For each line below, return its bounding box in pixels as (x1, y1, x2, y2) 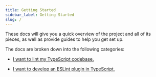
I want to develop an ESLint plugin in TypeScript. (12, 66, 115, 72)
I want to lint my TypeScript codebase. (12, 56, 94, 62)
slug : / (5, 17, 22, 22)
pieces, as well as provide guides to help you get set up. (5, 36, 124, 42)
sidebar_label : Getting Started (5, 12, 74, 17)
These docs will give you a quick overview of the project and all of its (5, 31, 151, 37)
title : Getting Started (5, 7, 56, 13)
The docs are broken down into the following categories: (5, 46, 124, 53)
